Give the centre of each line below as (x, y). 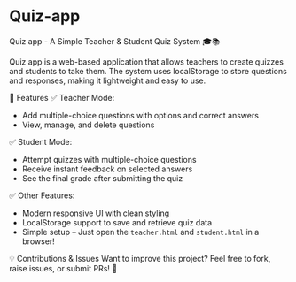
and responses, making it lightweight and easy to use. (108, 80)
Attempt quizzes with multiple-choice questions (109, 159)
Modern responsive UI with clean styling (96, 213)
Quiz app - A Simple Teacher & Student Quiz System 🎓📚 (115, 41)
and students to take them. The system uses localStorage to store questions (148, 71)
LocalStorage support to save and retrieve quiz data (117, 222)
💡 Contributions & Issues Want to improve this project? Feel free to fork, (140, 258)
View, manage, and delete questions (88, 125)
